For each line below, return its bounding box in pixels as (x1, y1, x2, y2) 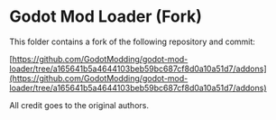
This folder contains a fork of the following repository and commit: (9, 36, 255, 47)
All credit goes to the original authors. (9, 99, 149, 110)
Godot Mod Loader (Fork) (9, 6, 203, 27)
